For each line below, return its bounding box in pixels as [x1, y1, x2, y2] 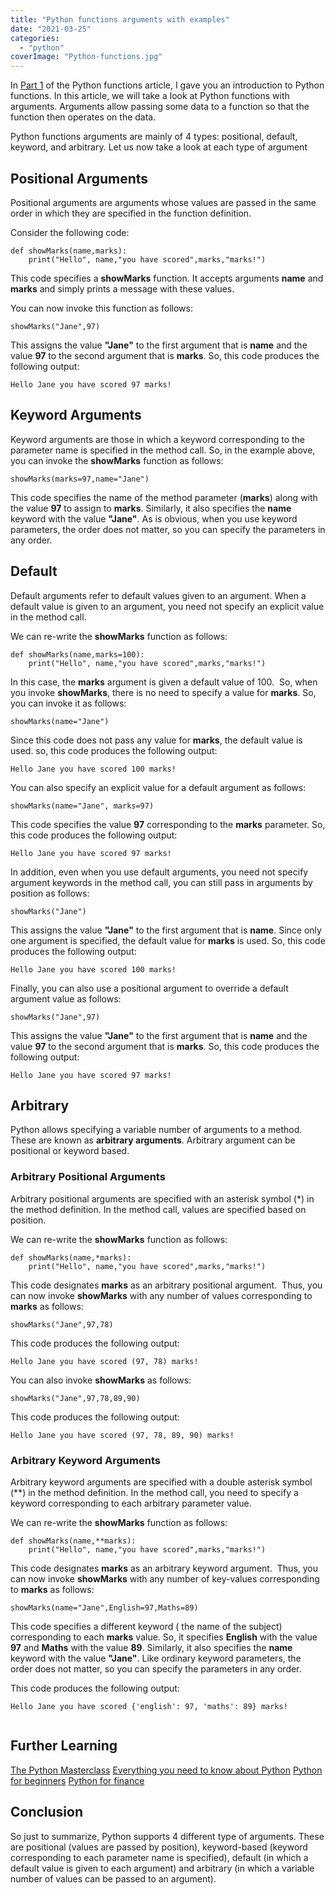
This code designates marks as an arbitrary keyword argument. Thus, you [10, 1562, 319, 1574]
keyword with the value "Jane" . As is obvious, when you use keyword [10, 512, 298, 525]
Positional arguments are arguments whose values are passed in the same [10, 196, 317, 208]
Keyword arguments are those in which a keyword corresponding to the [10, 433, 306, 445]
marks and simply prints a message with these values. [10, 282, 235, 295]
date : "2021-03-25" [10, 24, 92, 34]
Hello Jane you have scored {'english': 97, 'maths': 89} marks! [10, 1701, 288, 1711]
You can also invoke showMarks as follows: [10, 1374, 192, 1386]
